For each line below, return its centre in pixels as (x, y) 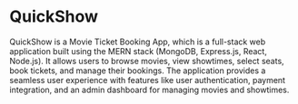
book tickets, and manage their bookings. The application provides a (138, 71)
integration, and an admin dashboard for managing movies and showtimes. (149, 90)
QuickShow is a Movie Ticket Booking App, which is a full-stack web (138, 42)
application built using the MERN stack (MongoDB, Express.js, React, (139, 51)
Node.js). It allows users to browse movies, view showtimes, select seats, (147, 61)
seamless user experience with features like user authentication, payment (148, 80)
